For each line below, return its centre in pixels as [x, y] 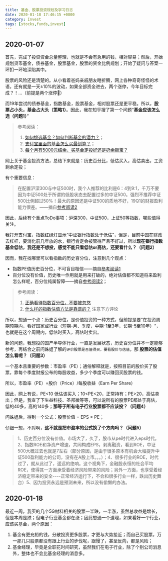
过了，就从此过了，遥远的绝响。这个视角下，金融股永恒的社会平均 [85, 463]
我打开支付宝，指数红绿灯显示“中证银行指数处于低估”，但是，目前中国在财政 [84, 235]
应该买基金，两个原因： [29, 524]
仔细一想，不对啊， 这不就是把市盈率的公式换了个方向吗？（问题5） [74, 428]
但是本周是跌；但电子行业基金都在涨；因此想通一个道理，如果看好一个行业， [84, 517]
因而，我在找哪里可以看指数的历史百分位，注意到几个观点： [66, 258]
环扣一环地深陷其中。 [27, 70]
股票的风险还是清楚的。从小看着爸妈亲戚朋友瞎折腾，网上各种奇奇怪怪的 [79, 80]
